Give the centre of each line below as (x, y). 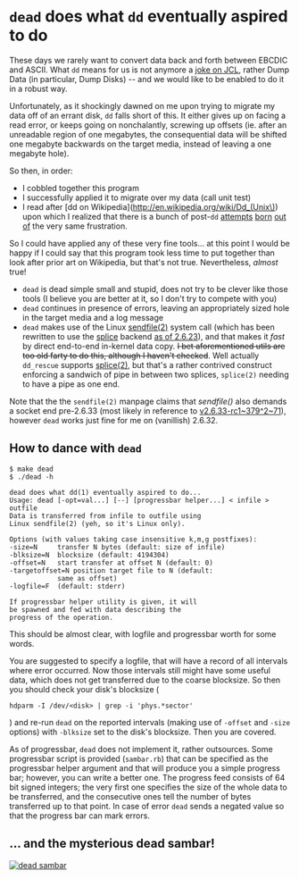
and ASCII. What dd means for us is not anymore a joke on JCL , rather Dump (149, 70)
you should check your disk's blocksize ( (84, 689)
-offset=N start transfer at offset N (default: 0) (112, 563)
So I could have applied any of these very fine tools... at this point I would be (149, 243)
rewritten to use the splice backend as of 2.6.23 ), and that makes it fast (154, 336)
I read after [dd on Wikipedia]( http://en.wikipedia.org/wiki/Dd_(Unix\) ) (150, 206)
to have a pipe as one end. (71, 384)
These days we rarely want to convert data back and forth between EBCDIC (149, 60)
